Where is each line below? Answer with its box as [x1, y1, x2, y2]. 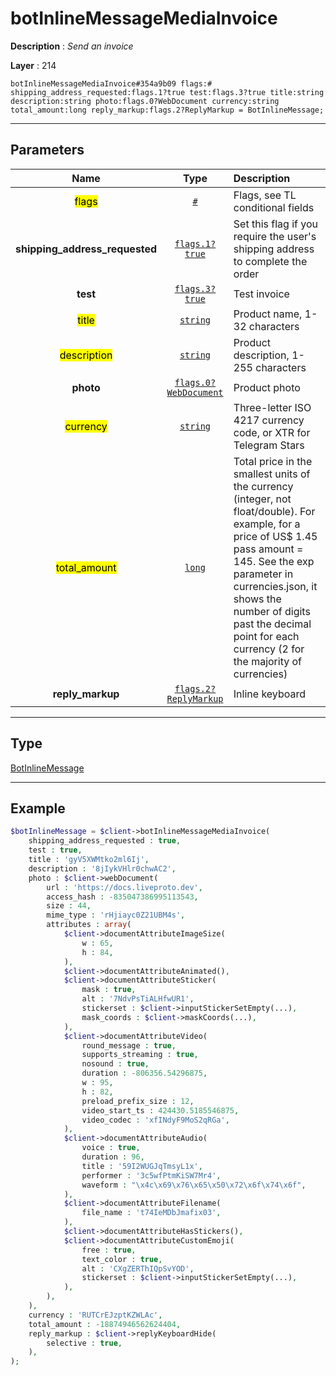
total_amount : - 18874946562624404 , [28, 1319, 182, 1329]
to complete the [233, 254, 308, 268]
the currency [233, 479, 294, 493]
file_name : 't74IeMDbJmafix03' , [81, 1208, 222, 1218]
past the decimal [233, 617, 312, 631]
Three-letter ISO [233, 400, 312, 414]
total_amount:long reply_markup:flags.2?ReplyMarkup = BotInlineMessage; [10, 105, 325, 115]
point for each [233, 629, 300, 643]
